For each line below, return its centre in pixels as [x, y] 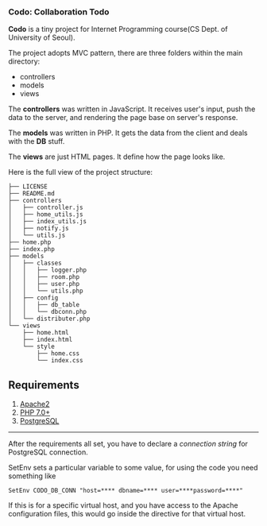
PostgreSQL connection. [48, 452]
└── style [39, 347]
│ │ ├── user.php [44, 284]
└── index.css [60, 361]
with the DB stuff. [37, 141]
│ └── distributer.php [49, 319]
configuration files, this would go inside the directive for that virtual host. [127, 514]
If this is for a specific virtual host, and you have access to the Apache [123, 505]
